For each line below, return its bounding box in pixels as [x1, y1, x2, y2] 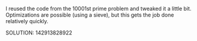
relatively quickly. [5, 18, 49, 24]
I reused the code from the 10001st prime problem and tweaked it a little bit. [5, 5, 192, 12]
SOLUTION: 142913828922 [5, 29, 72, 36]
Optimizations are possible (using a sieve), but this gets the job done [5, 11, 174, 18]
